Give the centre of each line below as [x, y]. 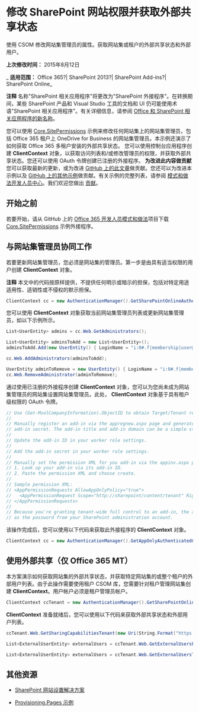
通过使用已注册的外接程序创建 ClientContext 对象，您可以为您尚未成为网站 [98, 387]
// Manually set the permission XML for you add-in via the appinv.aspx [98, 463]
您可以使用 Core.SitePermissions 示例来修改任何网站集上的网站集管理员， [96, 131]
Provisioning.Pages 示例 [44, 703]
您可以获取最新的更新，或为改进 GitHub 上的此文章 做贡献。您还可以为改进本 [99, 168]
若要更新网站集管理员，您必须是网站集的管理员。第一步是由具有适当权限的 [97, 262]
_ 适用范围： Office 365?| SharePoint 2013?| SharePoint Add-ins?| [86, 77]
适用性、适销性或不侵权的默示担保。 [50, 290]
